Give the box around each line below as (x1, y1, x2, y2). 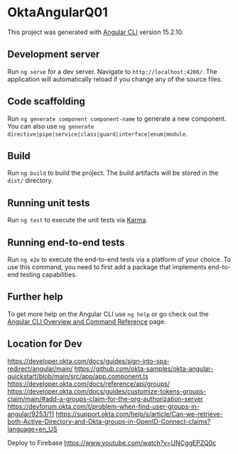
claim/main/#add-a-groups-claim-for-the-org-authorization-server (7, 394, 204, 403)
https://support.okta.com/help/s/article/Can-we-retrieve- (55, 409, 223, 418)
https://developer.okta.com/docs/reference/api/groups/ (7, 379, 171, 388)
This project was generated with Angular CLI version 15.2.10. (7, 28, 184, 36)
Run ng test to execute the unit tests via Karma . (7, 216, 148, 225)
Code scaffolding (7, 95, 85, 107)
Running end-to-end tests (7, 236, 125, 249)
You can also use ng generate (7, 121, 94, 130)
